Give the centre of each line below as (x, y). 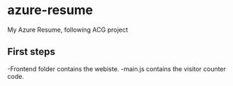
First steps (31, 52)
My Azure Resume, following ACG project (68, 30)
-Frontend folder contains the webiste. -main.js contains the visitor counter (117, 68)
